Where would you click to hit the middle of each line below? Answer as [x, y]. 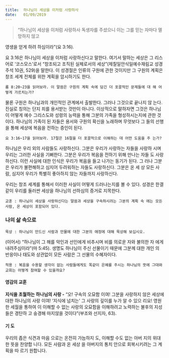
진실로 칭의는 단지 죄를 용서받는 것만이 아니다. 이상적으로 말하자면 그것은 [76, 109]
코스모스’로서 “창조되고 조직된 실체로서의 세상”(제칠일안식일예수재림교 [85, 64]
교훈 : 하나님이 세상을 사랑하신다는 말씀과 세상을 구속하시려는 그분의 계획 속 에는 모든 [84, 201]
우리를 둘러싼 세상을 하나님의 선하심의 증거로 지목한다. [68, 191]
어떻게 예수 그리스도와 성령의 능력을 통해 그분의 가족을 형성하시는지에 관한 [83, 115]
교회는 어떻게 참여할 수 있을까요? [35, 270]
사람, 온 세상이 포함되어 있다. [33, 206]
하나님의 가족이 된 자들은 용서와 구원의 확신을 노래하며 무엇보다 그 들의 [85, 121]
